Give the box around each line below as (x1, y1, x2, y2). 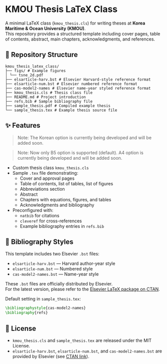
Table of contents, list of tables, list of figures (19, 180, 113, 186)
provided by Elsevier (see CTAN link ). (12, 353, 89, 359)
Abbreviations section (19, 186, 65, 192)
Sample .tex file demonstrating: (12, 170, 78, 176)
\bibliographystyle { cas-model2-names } (5, 305, 86, 311)
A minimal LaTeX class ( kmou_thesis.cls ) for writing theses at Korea (5, 20, 145, 26)
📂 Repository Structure (5, 51, 78, 59)
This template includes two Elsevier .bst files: (5, 251, 99, 257)
